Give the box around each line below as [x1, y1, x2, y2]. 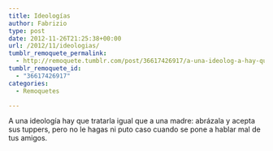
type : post [8, 27, 45, 35]
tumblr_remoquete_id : [8, 65, 82, 73]
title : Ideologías [8, 11, 71, 20]
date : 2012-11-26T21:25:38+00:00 [8, 34, 122, 43]
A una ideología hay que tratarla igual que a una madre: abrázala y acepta [8, 116, 256, 126]
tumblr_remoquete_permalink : [8, 49, 107, 57]
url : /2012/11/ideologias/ [8, 42, 100, 50]
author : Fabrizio [8, 19, 67, 27]
